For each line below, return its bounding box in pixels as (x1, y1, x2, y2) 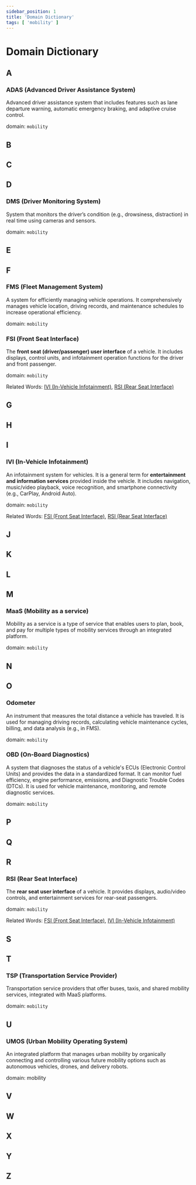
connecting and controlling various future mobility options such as (6, 1057, 166, 1064)
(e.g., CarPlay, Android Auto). (6, 489, 77, 497)
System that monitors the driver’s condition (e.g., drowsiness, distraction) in (6, 211, 189, 218)
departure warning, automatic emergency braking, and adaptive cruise (6, 105, 177, 112)
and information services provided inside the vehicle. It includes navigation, (6, 477, 191, 484)
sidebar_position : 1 (6, 8, 57, 15)
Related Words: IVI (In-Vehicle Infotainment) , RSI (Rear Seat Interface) (6, 383, 174, 390)
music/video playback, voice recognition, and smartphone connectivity (6, 484, 177, 491)
